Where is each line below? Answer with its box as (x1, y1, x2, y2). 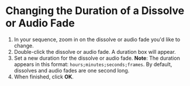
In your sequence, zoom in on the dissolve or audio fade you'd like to (13, 36, 181, 43)
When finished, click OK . (13, 73, 74, 80)
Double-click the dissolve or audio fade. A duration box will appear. (13, 48, 176, 55)
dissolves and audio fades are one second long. (13, 67, 130, 74)
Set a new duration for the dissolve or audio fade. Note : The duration (13, 54, 181, 61)
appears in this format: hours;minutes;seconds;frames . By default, (13, 60, 172, 68)
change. (13, 42, 34, 49)
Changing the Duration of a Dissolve (5, 4, 185, 18)
